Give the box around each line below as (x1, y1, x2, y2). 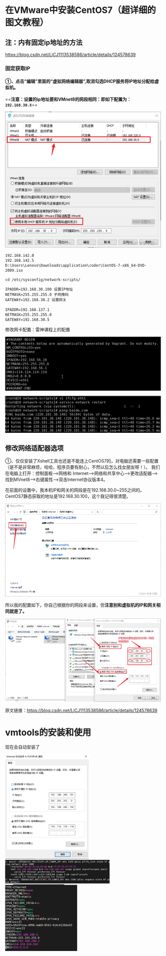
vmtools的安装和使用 (5, 727, 91, 738)
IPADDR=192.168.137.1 (5, 307, 50, 312)
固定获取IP (5, 65, 31, 72)
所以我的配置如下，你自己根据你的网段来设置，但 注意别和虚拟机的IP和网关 (5, 602, 157, 608)
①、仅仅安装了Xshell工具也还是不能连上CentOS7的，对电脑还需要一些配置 (5, 458, 159, 464)
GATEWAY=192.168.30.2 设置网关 (5, 297, 67, 302)
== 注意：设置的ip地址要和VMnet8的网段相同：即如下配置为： (5, 96, 131, 102)
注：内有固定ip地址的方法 (5, 38, 83, 47)
